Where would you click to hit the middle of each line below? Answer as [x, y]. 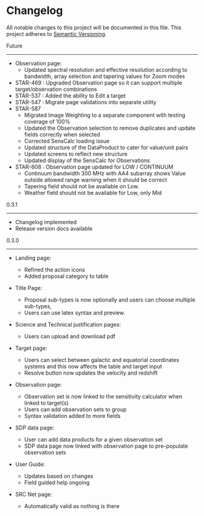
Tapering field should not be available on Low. [82, 186]
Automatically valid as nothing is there [72, 506]
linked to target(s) [46, 403]
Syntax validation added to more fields [72, 415]
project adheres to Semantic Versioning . [56, 34]
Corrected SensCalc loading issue [67, 141]
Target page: [31, 348]
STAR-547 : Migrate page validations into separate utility [86, 102]
